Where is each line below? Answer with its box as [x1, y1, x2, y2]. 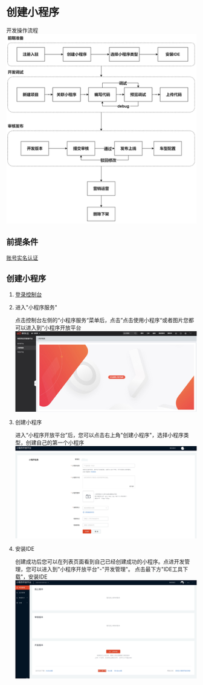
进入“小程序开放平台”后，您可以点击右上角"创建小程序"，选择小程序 [14, 432, 184, 439]
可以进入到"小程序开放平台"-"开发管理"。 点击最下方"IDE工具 [31, 565, 183, 573]
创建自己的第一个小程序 [25, 439, 85, 446]
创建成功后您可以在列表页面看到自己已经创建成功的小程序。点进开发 [14, 557, 185, 565]
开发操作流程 [6, 27, 38, 34]
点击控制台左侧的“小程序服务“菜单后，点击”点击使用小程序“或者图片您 [14, 316, 189, 323]
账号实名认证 [6, 254, 38, 261]
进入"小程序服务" [14, 304, 57, 311]
